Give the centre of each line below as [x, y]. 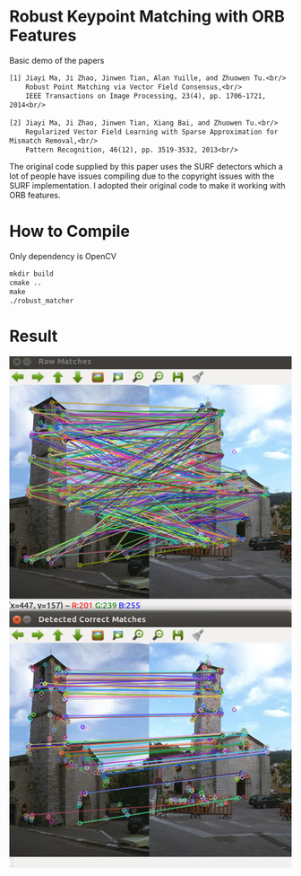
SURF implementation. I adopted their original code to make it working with [147, 185]
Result [34, 336]
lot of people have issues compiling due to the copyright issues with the [142, 176]
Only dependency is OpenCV [63, 256]
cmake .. [26, 283]
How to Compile [69, 232]
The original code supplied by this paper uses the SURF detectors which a [146, 166]
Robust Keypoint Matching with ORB [147, 17]
